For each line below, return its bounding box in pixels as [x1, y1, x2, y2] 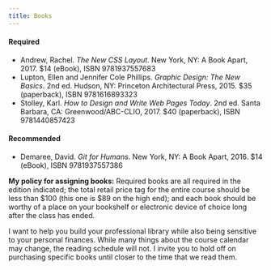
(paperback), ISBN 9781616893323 [19, 89, 138, 99]
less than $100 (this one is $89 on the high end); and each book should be [8, 194, 256, 204]
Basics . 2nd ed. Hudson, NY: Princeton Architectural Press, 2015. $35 [19, 80, 252, 90]
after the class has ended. [8, 211, 95, 221]
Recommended [8, 134, 61, 144]
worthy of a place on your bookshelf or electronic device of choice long [8, 202, 248, 212]
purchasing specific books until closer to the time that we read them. [8, 252, 238, 262]
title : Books [8, 11, 53, 20]
